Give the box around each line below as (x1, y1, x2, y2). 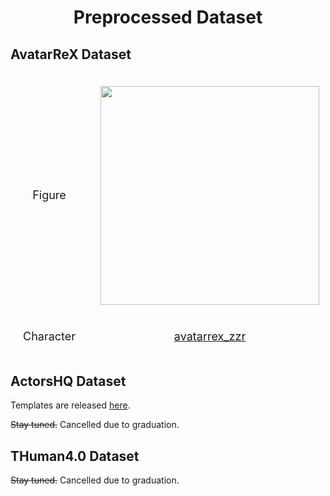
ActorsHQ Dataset (10, 372, 127, 390)
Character (23, 329, 77, 343)
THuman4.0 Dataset (10, 447, 140, 465)
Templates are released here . (10, 399, 131, 411)
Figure (32, 188, 67, 203)
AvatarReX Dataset (10, 46, 132, 63)
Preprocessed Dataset (73, 6, 263, 29)
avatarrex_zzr (173, 329, 247, 343)
